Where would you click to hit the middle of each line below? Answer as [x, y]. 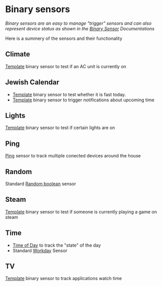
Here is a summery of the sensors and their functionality [64, 38]
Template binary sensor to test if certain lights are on [60, 128]
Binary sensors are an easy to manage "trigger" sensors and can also [78, 23]
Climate [18, 54]
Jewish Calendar [32, 82]
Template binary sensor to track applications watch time [64, 278]
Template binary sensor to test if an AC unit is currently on [66, 66]
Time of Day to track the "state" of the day [57, 245]
